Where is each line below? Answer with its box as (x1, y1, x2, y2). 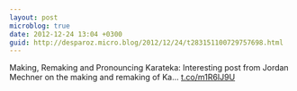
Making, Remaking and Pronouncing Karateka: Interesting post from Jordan (9, 62, 290, 73)
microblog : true (9, 21, 70, 30)
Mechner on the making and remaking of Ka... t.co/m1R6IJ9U (9, 72, 236, 83)
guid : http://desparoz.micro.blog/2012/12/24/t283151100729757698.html (9, 37, 283, 47)
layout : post (9, 12, 58, 22)
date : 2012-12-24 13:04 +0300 (9, 29, 123, 38)
